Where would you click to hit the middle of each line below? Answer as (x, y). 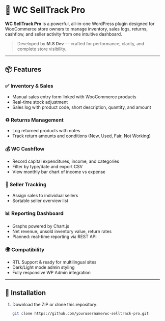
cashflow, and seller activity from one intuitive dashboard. (64, 34)
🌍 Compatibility (25, 249)
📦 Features (23, 70)
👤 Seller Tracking (26, 185)
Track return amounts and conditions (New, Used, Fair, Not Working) (82, 136)
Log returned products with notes (46, 130)
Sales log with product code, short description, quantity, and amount (82, 107)
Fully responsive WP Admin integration (51, 273)
